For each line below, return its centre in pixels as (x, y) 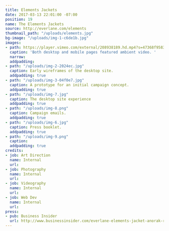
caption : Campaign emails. (38, 113)
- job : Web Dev (21, 197)
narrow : (18, 57)
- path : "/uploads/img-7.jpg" (37, 94)
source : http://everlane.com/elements (46, 29)
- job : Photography (26, 169)
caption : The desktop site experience (51, 99)
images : (13, 43)
